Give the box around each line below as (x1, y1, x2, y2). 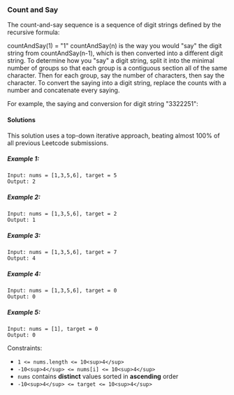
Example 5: (7, 308, 41, 316)
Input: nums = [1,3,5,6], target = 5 (7, 172, 117, 179)
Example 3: (7, 232, 41, 240)
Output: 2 (7, 178, 36, 186)
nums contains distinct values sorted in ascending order (17, 372, 179, 381)
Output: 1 (7, 216, 36, 224)
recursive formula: (7, 28, 60, 36)
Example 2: (7, 193, 41, 202)
